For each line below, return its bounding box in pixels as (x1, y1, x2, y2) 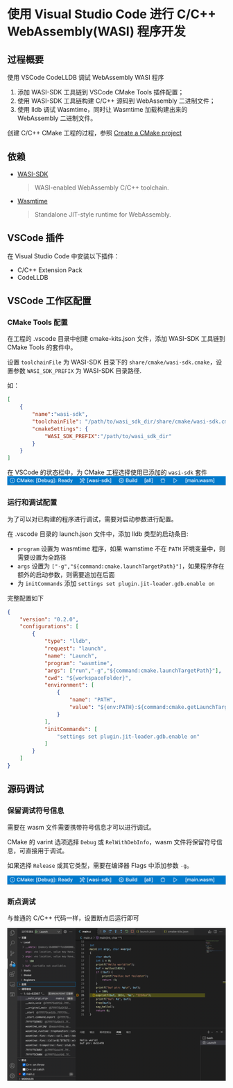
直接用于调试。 (25, 846, 68, 855)
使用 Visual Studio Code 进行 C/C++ (7, 6, 216, 22)
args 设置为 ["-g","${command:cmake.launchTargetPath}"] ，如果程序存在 (17, 562, 225, 570)
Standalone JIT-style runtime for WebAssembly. (34, 210, 171, 219)
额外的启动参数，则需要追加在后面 (17, 570, 115, 578)
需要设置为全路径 (17, 553, 67, 561)
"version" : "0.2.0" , (19, 616, 79, 623)
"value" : (69, 704, 95, 711)
